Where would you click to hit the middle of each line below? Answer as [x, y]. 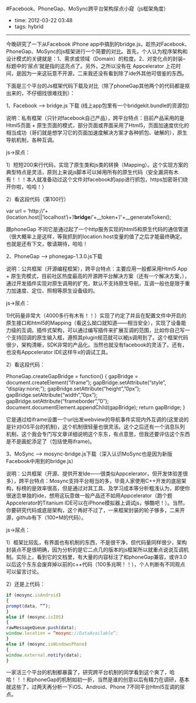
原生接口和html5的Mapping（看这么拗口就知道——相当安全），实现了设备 [94, 323]
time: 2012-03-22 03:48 [43, 20]
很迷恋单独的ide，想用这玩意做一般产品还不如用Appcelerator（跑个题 [89, 495]
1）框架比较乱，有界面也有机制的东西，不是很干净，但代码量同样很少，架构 [97, 542]
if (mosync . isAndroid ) [34, 595]
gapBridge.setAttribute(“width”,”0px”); [52, 395]
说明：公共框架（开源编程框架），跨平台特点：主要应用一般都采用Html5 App [97, 269]
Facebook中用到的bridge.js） [41, 461]
